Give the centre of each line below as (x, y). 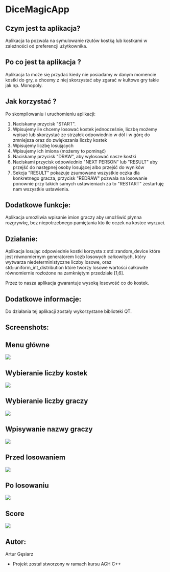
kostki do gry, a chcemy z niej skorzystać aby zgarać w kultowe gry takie (82, 80)
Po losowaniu (27, 485)
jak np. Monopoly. (24, 85)
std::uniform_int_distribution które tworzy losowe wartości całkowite (77, 268)
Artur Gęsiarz (19, 554)
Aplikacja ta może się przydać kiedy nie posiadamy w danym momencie (81, 74)
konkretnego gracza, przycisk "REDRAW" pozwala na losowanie (80, 178)
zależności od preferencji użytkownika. (46, 46)
